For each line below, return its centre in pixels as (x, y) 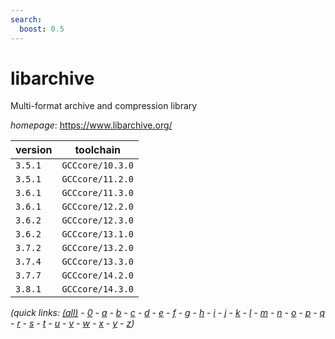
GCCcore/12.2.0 (97, 207)
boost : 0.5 (42, 29)
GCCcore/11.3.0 (97, 193)
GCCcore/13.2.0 (97, 248)
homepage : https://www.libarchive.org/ (91, 125)
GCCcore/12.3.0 (97, 220)
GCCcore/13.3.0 (97, 262)
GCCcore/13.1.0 (97, 234)
